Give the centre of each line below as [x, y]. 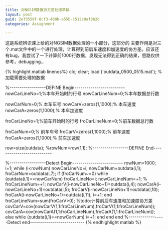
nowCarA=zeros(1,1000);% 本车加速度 [44, 110]
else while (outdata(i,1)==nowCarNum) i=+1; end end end [64, 217]
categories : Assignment [30, 24]
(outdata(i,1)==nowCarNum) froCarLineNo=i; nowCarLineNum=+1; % [76, 179]
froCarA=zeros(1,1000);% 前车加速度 [43, 138]
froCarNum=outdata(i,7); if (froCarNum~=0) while [57, 173]
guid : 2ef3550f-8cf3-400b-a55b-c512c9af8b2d [52, 19]
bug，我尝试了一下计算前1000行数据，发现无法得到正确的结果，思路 [80, 55]
